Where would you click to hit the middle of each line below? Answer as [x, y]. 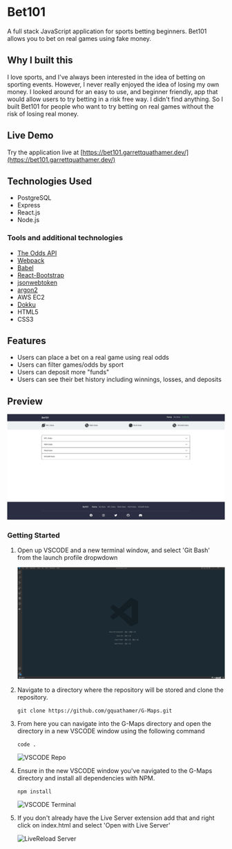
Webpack [31, 260]
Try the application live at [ [45, 152]
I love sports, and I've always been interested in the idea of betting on [106, 77]
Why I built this [40, 61]
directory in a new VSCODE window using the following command [111, 731]
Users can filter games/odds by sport [70, 365]
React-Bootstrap [40, 275]
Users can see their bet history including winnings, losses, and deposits [119, 380]
